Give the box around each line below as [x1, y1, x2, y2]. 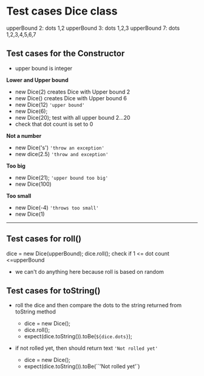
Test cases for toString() [6, 285, 101, 296]
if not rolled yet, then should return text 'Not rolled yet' [15, 344, 158, 352]
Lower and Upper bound [6, 76, 69, 83]
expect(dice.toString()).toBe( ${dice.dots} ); [24, 333, 132, 340]
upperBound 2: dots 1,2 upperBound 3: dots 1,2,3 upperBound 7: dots [6, 24, 180, 32]
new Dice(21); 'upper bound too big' [15, 174, 108, 181]
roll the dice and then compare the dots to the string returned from [15, 302, 182, 309]
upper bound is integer [15, 64, 73, 72]
